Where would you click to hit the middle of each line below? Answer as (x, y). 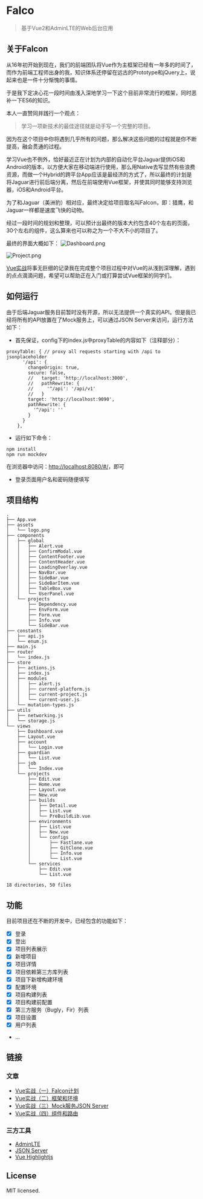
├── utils (19, 711)
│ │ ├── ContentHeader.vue (46, 562)
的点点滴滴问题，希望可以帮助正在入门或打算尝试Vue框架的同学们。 (91, 275)
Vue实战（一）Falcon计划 (47, 1091)
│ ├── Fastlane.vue (61, 843)
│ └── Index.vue (40, 769)
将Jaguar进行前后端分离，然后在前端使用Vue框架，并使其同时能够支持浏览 (99, 182)
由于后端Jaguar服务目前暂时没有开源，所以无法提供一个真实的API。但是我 (99, 312)
